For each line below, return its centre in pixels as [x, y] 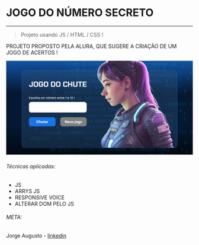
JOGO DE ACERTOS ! [32, 52]
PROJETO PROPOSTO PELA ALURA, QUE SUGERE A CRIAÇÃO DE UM [92, 46]
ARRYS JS [27, 191]
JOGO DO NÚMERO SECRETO [80, 13]
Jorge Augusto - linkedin [36, 236]
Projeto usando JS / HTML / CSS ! [62, 34]
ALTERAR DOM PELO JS [44, 203]
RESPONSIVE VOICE [40, 197]
